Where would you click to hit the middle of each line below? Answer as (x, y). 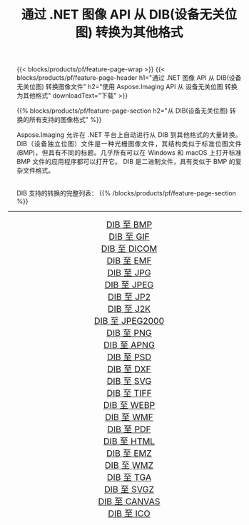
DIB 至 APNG (129, 345)
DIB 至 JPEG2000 (129, 321)
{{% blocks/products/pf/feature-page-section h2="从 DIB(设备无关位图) (122, 111)
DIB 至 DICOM (129, 249)
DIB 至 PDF (129, 429)
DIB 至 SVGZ (129, 490)
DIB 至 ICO (129, 514)
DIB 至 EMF (129, 261)
